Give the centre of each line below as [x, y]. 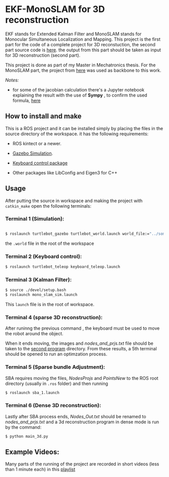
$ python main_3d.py [27, 436]
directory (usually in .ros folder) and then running [57, 384]
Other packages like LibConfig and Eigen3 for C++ [65, 172]
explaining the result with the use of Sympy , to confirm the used [80, 95]
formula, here [26, 100]
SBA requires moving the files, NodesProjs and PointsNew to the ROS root [82, 378]
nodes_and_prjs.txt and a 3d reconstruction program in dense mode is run [82, 422]
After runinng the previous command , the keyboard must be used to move [82, 328]
